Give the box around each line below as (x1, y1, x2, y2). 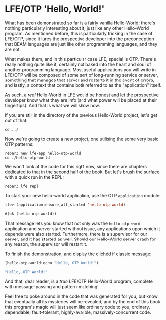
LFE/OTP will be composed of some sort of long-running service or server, (5, 72, 158, 78)
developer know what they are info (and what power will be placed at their (5, 97, 157, 103)
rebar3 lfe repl (5, 184, 39, 189)
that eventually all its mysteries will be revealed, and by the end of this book (5, 299, 161, 305)
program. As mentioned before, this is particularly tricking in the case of (5, 30, 153, 36)
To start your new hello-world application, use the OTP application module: (5, 192, 161, 198)
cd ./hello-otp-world (5, 155, 50, 160)
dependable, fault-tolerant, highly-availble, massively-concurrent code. (5, 309, 151, 315)
